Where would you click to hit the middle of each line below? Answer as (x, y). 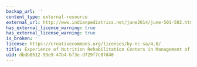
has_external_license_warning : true (51, 33)
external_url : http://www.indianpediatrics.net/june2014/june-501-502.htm (99, 22)
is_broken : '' (23, 38)
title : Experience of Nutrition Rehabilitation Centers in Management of (98, 50)
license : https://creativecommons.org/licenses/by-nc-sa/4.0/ (84, 44)
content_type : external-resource (47, 17)
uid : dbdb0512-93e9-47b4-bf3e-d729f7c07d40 (60, 55)
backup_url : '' (25, 11)
